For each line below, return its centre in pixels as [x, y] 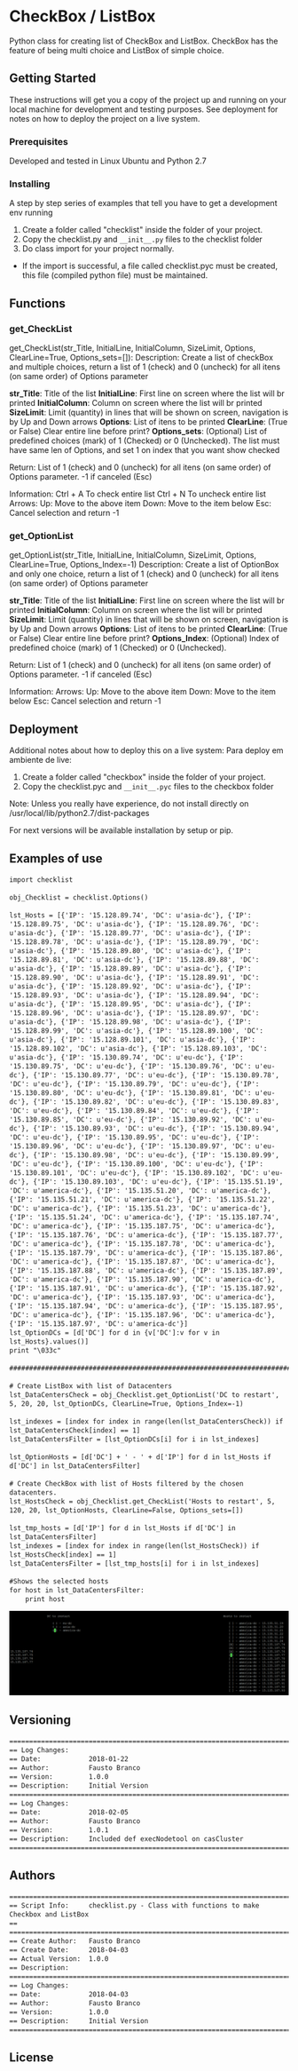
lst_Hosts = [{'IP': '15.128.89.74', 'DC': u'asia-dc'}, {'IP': [130, 915]
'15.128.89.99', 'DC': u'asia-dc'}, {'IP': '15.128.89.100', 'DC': [137, 1031]
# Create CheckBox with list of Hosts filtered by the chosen [126, 1484]
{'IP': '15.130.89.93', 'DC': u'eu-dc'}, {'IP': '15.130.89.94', [156, 1128]
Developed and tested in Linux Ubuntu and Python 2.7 [108, 161]
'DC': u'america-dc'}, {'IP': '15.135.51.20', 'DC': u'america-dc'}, [141, 1190]
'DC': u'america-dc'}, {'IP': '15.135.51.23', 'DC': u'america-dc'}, [141, 1208]
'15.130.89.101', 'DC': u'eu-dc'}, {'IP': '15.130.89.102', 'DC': [134, 1173]
